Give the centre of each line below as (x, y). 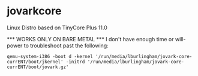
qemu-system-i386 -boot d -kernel (50, 56)
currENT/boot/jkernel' (35, 62)
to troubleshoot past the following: (66, 45)
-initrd (75, 62)
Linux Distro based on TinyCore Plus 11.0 (57, 28)
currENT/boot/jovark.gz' (38, 67)
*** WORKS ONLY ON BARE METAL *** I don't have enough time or (90, 39)
